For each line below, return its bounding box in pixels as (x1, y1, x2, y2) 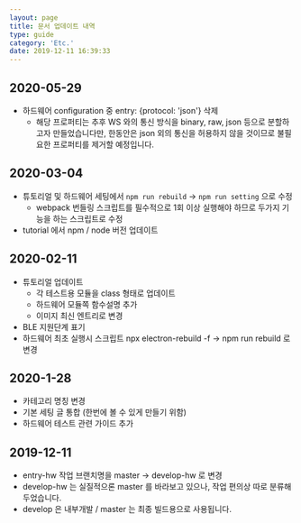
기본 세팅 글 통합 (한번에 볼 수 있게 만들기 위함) (22, 407, 187, 417)
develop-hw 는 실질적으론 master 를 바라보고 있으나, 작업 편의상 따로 (22, 482, 268, 492)
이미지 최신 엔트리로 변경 (35, 310, 123, 321)
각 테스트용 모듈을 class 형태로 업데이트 (35, 288, 176, 298)
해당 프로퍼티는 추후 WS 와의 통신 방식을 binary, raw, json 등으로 (35, 116, 266, 127)
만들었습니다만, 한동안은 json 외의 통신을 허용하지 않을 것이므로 (52, 127, 276, 138)
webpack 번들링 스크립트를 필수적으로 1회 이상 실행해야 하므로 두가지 (35, 202, 280, 213)
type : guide (9, 30, 54, 39)
